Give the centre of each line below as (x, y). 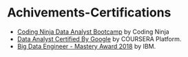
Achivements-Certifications (89, 13)
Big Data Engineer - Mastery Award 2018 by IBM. (86, 46)
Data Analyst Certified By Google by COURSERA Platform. (99, 38)
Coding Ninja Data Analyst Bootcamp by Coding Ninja (93, 32)
